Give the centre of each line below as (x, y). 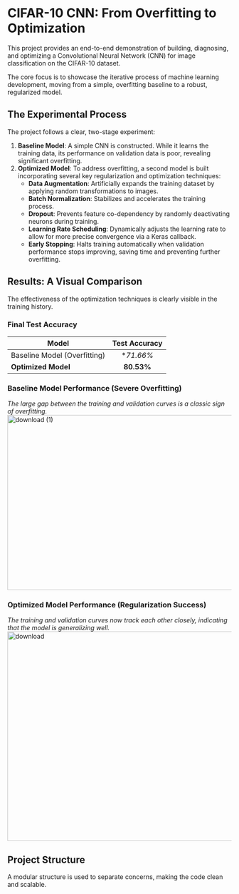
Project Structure (46, 859)
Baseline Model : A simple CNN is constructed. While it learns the (113, 145)
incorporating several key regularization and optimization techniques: (119, 175)
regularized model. (35, 92)
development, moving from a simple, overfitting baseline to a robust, (107, 84)
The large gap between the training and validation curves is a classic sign (116, 404)
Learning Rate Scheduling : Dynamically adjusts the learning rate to (127, 229)
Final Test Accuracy (42, 324)
